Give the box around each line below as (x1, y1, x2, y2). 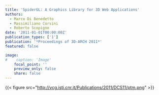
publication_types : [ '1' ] (5, 35, 58, 40)
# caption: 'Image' (5, 57, 52, 62)
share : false (14, 71, 41, 76)
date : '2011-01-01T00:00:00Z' (5, 30, 67, 35)
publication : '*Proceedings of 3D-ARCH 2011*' (5, 39, 102, 44)
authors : (5, 12, 23, 17)
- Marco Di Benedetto (9, 16, 54, 21)
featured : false (5, 44, 38, 49)
